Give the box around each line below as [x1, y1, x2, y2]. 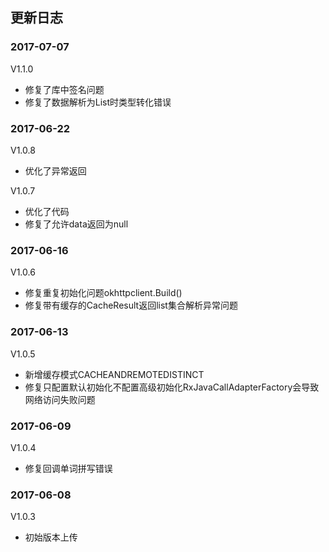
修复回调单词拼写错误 [24, 462, 113, 474]
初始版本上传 [24, 531, 78, 543]
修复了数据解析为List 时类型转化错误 [24, 96, 172, 108]
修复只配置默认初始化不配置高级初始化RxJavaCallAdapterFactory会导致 [24, 381, 320, 393]
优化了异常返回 [24, 164, 87, 177]
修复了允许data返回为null [24, 218, 129, 230]
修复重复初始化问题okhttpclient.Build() [24, 287, 183, 299]
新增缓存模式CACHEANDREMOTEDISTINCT [24, 368, 205, 380]
